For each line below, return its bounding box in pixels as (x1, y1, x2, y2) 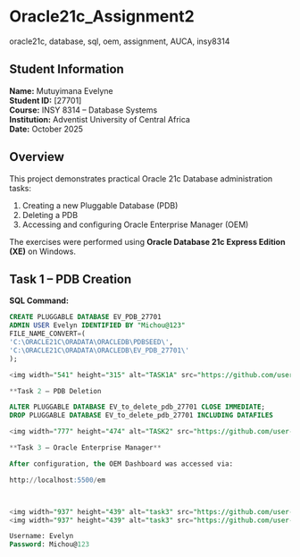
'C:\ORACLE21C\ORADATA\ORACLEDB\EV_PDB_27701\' (9, 346, 190, 355)
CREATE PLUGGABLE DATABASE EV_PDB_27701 (9, 313, 162, 322)
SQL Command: (9, 295, 70, 306)
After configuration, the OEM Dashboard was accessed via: (9, 459, 234, 468)
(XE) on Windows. (9, 246, 76, 257)
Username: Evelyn (9, 532, 74, 541)
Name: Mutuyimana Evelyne (9, 85, 113, 96)
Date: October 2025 (9, 123, 83, 134)
